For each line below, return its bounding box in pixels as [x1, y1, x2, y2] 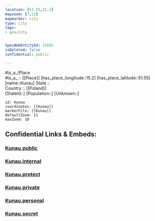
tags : [5, 25, 16, 30]
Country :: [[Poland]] [5, 85, 46, 91]
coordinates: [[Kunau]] [5, 104, 54, 109]
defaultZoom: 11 [5, 113, 38, 118]
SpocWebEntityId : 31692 [5, 43, 54, 48]
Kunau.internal [5, 158, 42, 164]
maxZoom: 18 [5, 117, 29, 122]
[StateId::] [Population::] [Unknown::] [5, 90, 79, 96]
